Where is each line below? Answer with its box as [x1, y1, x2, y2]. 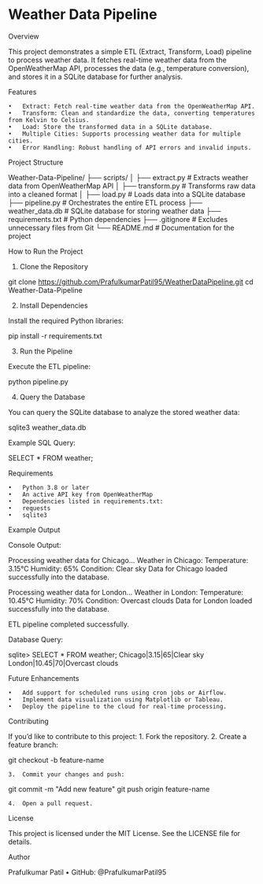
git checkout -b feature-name [8, 755, 105, 764]
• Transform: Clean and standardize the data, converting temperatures [8, 109, 256, 117]
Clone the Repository [19, 261, 89, 271]
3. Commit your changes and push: [8, 770, 125, 779]
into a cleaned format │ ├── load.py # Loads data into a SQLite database [8, 189, 246, 198]
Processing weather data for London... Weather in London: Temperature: [8, 587, 244, 597]
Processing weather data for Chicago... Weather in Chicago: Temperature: [8, 555, 249, 564]
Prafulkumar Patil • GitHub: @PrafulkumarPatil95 [8, 867, 167, 877]
